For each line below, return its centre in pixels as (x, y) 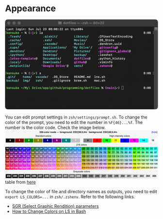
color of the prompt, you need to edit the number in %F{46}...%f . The (74, 122)
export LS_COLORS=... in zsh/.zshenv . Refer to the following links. (70, 197)
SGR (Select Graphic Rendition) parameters (55, 206)
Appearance (31, 9)
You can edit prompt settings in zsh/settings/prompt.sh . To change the (76, 117)
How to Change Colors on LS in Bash (49, 211)
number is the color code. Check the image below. (55, 128)
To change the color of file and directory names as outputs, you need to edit (81, 192)
